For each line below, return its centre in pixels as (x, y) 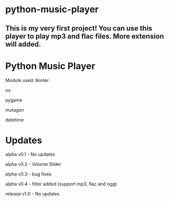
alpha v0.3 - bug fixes (28, 174)
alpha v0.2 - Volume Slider (33, 164)
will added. (23, 44)
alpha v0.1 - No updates (30, 155)
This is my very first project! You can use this (79, 28)
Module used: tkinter (27, 80)
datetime (15, 120)
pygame (14, 100)
